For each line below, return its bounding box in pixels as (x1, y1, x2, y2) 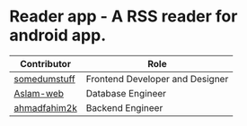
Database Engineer (85, 87, 167, 99)
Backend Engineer (85, 101, 163, 113)
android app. (9, 25, 107, 46)
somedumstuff (13, 72, 76, 85)
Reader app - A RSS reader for (9, 6, 238, 27)
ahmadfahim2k (13, 101, 78, 113)
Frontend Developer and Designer (85, 72, 229, 85)
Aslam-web (13, 87, 65, 99)
